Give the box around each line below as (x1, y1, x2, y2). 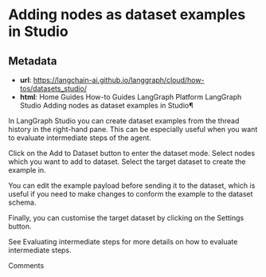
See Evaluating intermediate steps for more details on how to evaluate (8, 237, 238, 246)
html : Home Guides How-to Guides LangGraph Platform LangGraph (19, 92, 242, 101)
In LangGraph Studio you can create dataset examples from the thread (8, 116, 240, 125)
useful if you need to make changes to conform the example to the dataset (8, 189, 253, 198)
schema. (8, 197, 37, 207)
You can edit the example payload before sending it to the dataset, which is (8, 181, 256, 190)
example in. (8, 166, 46, 174)
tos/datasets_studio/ (19, 84, 88, 93)
